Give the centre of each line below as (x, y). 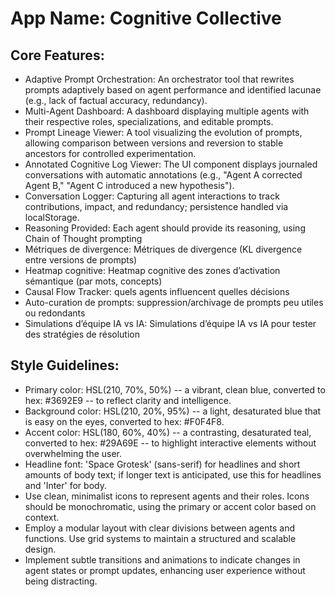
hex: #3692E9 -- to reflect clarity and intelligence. (128, 400)
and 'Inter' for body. (65, 485)
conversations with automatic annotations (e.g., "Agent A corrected (163, 175)
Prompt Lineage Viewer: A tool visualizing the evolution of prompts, (163, 132)
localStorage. (52, 217)
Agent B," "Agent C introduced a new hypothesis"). (129, 185)
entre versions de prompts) (81, 260)
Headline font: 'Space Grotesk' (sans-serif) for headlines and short (162, 464)
